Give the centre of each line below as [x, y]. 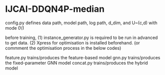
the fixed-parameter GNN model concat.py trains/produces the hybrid [77, 63]
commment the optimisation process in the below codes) [63, 48]
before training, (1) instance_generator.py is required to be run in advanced [82, 37]
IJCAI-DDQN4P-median [55, 9]
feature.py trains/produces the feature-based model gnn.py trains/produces [83, 57]
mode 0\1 [15, 28]
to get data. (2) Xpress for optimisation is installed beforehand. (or [73, 42]
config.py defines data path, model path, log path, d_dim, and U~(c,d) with [81, 23]
